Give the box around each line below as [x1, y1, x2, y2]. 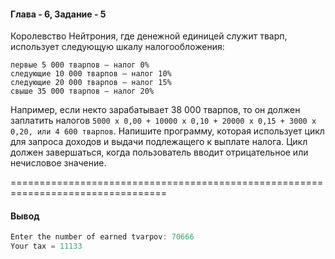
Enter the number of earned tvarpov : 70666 [10, 232, 195, 242]
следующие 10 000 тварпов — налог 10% [10, 69, 172, 79]
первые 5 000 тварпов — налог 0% [10, 60, 150, 70]
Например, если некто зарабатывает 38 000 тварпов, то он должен [10, 104, 301, 116]
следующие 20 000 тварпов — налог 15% [10, 78, 172, 88]
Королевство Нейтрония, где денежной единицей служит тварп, [10, 30, 288, 42]
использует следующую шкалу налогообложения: [10, 41, 225, 53]
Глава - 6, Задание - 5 [10, 8, 107, 20]
